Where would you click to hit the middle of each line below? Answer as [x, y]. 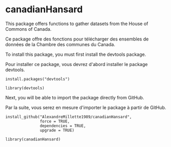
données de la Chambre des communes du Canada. [60, 44]
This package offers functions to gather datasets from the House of [77, 24]
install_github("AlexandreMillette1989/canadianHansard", [69, 117]
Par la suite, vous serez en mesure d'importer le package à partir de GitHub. [86, 107]
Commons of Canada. [28, 29]
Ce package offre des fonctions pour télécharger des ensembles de [77, 39]
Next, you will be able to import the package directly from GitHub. [75, 97]
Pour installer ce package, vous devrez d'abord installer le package [77, 64]
